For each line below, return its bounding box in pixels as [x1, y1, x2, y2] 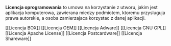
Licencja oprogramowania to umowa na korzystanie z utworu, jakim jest [5, 5, 158, 10]
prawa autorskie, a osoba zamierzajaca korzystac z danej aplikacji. [5, 15, 146, 21]
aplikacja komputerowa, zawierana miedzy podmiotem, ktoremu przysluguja [5, 10, 165, 16]
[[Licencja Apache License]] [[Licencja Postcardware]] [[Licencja [5, 30, 142, 36]
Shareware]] [5, 35, 32, 41]
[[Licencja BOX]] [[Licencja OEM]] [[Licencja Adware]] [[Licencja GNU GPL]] [5, 25, 166, 31]
